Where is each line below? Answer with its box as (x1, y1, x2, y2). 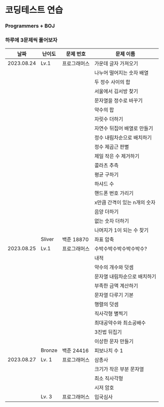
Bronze (41, 347, 58, 354)
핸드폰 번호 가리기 (94, 190, 134, 197)
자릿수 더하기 (94, 116, 123, 122)
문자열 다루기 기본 (94, 292, 134, 299)
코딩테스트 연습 (5, 4, 63, 16)
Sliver (41, 236, 54, 243)
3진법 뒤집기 (94, 329, 122, 336)
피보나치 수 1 (94, 347, 123, 354)
